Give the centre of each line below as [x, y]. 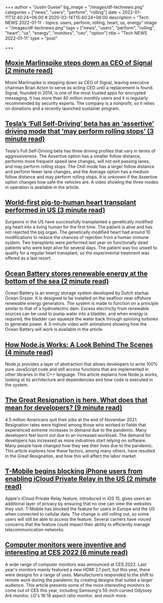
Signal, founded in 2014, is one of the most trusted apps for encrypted [75, 93]
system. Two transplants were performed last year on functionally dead [77, 243]
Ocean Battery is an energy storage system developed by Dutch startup [77, 293]
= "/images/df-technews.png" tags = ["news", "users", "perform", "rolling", [80, 28]
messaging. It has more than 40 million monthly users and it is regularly [77, 98]
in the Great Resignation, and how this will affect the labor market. [71, 456]
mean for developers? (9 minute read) [64, 408]
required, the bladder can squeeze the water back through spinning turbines [81, 319]
